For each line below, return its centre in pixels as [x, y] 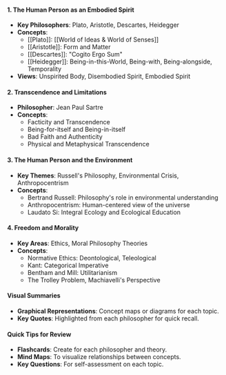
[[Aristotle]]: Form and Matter [69, 47]
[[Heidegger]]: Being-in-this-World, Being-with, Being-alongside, [120, 61]
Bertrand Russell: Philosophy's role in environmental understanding [123, 198]
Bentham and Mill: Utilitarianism [72, 272]
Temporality [44, 69]
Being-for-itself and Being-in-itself [76, 129]
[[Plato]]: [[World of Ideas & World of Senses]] [93, 40]
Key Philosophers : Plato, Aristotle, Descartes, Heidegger [98, 25]
